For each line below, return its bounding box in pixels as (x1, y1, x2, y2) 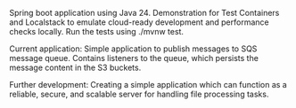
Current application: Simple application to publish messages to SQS (9, 43, 258, 54)
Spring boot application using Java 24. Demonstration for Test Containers (9, 8, 280, 18)
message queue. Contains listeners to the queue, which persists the (9, 53, 259, 63)
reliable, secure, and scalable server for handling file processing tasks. (9, 89, 269, 99)
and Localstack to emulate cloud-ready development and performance (9, 17, 269, 27)
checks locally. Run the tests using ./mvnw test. (9, 27, 185, 36)
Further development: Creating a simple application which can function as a (9, 80, 287, 89)
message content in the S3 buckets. (9, 62, 142, 73)
